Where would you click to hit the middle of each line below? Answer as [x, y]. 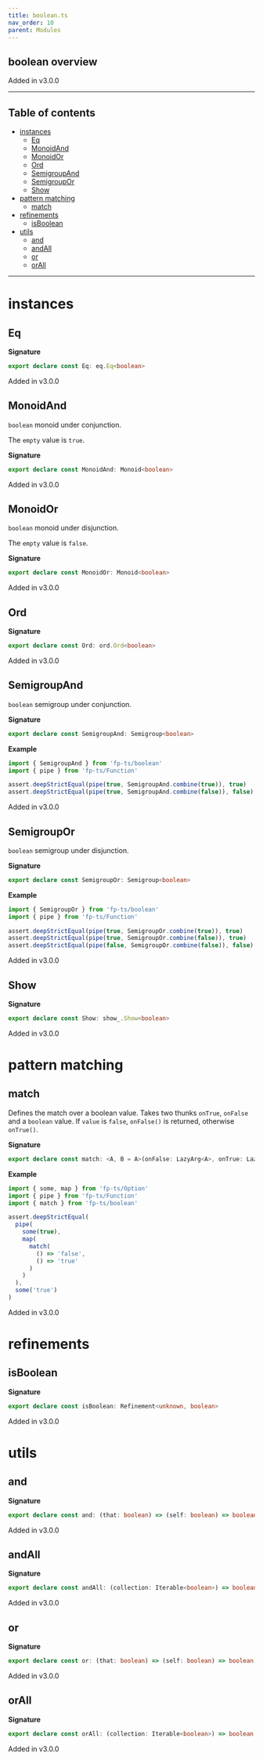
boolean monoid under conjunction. [65, 425]
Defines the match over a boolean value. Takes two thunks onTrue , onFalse [128, 1113]
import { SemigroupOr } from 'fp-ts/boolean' [83, 909]
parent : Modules [34, 30]
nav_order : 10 [31, 23]
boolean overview [53, 62]
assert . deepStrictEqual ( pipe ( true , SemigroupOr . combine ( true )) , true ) [126, 931]
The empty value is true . [46, 439]
